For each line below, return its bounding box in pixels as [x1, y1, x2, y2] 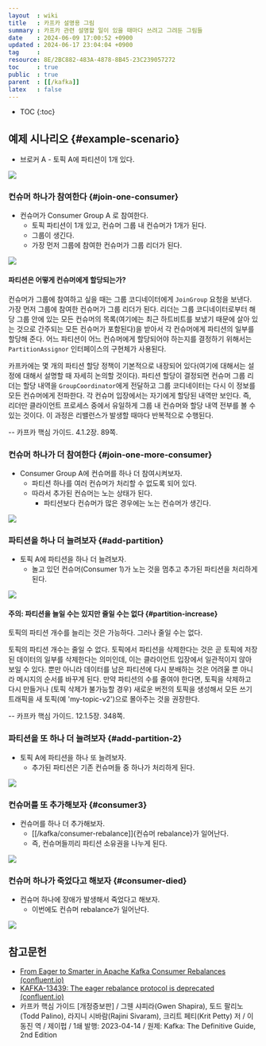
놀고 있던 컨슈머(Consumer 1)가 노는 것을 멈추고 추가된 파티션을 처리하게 [31, 564, 258, 574]
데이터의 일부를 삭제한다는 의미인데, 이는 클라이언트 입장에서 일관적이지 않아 [16, 655, 253, 664]
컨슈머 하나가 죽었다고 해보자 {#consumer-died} [8, 875, 187, 886]
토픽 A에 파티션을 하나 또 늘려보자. [19, 752, 127, 762]
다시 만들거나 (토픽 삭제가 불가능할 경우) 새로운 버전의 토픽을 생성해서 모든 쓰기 [8, 684, 253, 694]
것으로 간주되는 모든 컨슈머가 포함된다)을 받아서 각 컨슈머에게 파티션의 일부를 [16, 324, 255, 333]
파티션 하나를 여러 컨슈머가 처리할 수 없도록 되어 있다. [31, 478, 197, 488]
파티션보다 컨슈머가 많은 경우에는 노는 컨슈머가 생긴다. [43, 498, 212, 508]
